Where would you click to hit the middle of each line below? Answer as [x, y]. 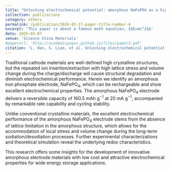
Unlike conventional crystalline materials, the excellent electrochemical [80, 113]
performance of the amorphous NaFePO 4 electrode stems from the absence [85, 119]
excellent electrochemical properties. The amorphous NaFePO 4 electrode [82, 91]
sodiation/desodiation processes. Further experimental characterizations [81, 136]
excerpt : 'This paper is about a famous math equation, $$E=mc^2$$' [79, 29]
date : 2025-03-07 [24, 34]
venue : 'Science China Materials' [42, 39]
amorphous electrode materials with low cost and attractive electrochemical [85, 157]
